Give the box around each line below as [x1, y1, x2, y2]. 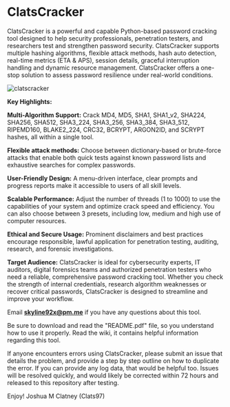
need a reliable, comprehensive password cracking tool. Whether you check [7, 273, 224, 281]
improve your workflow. [7, 294, 74, 303]
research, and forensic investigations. [7, 244, 114, 253]
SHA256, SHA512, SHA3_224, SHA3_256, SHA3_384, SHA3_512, [7, 118, 190, 126]
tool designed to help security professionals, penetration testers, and [7, 34, 203, 42]
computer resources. [7, 216, 67, 225]
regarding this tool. [7, 335, 61, 344]
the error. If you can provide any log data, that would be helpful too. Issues [7, 364, 219, 372]
